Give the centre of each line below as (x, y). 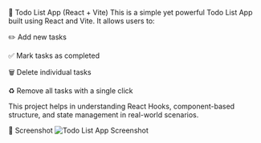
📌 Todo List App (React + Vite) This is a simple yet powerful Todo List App (130, 12)
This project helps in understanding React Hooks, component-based (122, 106)
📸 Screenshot (31, 130)
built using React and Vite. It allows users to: (82, 21)
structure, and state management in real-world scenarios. (104, 115)
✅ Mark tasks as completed (54, 55)
